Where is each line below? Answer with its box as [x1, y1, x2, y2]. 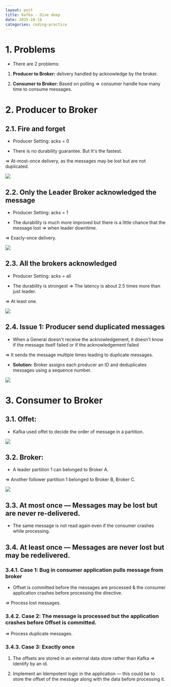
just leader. [12, 288, 37, 294]
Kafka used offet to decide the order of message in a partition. [12, 429, 144, 435]
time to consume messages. [12, 86, 72, 92]
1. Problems [5, 44, 56, 55]
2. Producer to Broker [5, 104, 98, 116]
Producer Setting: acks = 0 [12, 138, 69, 144]
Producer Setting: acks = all [12, 273, 71, 279]
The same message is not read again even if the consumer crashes [12, 522, 154, 529]
